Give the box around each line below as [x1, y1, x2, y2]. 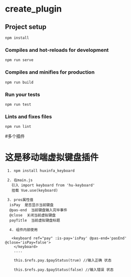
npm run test [5, 102, 32, 107]
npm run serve [5, 58, 34, 62]
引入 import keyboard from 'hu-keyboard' [11, 183, 95, 188]
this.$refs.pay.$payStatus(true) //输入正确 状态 [14, 258, 112, 263]
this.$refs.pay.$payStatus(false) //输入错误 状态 [14, 267, 114, 272]
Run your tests [5, 91, 40, 98]
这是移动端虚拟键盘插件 [5, 152, 99, 163]
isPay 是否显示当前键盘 [9, 202, 54, 208]
